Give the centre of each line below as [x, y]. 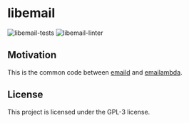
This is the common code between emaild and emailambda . [95, 72]
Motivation [32, 55]
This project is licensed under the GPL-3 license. [79, 112]
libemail [31, 13]
